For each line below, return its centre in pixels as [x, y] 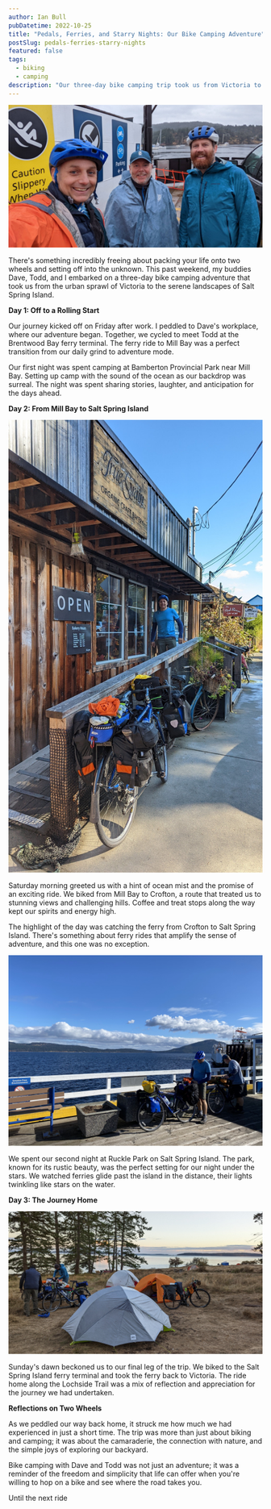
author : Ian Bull [38, 17]
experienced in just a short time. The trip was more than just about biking [130, 1432]
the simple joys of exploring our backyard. [79, 1450]
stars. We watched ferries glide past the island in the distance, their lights [130, 1176]
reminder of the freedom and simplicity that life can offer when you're [124, 1474]
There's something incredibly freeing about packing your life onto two [124, 261]
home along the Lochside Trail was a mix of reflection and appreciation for [132, 1384]
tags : [17, 60]
